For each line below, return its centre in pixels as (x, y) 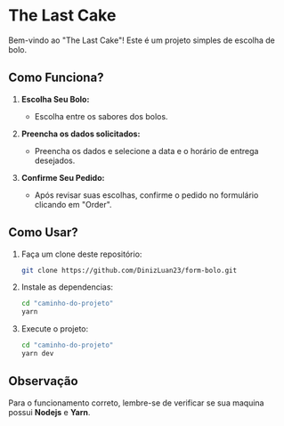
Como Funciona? (56, 78)
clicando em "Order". (73, 204)
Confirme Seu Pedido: (63, 177)
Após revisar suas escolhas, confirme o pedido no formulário (146, 195)
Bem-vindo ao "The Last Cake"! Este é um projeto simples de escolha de (142, 40)
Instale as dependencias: (67, 287)
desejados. (55, 160)
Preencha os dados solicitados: (81, 134)
